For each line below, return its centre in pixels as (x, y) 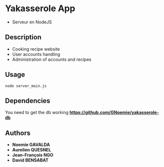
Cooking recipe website (36, 49)
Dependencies (28, 101)
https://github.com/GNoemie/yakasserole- (114, 112)
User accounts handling (36, 54)
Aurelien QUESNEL (31, 150)
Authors (18, 133)
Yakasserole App (40, 9)
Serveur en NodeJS (32, 22)
